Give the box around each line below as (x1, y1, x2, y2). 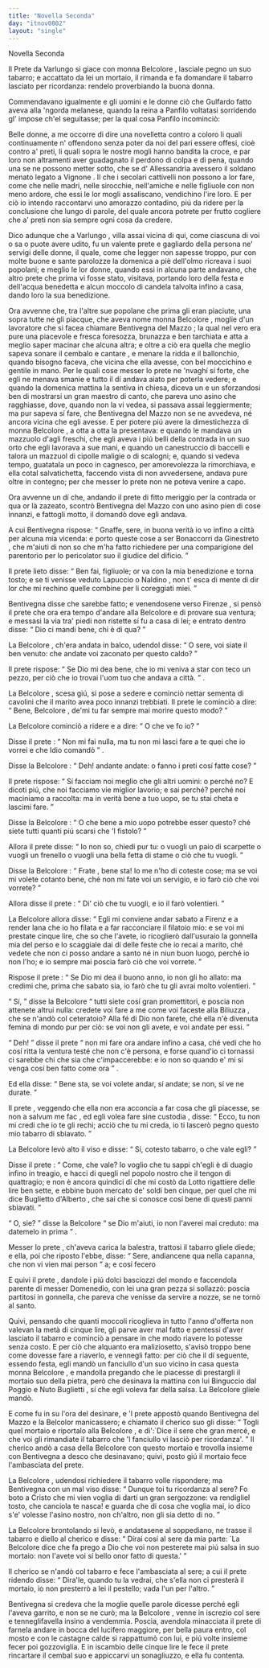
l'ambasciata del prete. (8, 1461, 84, 1470)
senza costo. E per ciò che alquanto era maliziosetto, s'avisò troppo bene (8, 1342, 251, 1352)
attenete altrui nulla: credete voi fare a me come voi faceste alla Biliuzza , (8, 1005, 251, 1015)
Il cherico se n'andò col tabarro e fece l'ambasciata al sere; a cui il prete (8, 1567, 247, 1576)
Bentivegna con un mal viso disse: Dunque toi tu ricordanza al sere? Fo (8, 1485, 248, 1494)
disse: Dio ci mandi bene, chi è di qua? (8, 625, 141, 635)
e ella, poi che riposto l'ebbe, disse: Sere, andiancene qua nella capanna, (8, 1251, 255, 1261)
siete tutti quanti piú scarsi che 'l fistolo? (8, 826, 142, 836)
